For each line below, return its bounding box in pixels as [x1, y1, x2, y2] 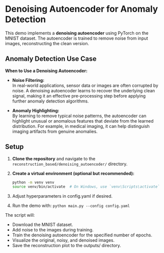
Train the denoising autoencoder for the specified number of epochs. [12, 232, 153, 238]
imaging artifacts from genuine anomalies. [12, 128, 98, 134]
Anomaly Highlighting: [12, 107, 60, 113]
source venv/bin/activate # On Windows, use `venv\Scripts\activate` [12, 184, 160, 189]
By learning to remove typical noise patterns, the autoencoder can [12, 113, 146, 119]
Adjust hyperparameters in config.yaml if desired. [12, 193, 113, 199]
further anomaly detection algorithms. [12, 98, 89, 104]
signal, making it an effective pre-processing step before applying [12, 93, 146, 99]
